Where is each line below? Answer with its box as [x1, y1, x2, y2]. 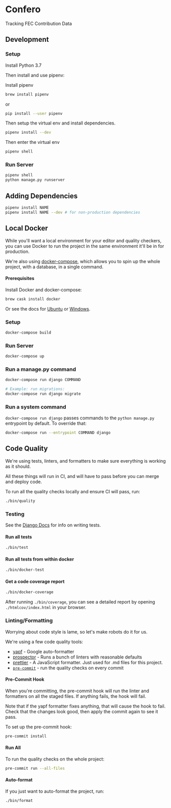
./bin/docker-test [5, 567, 44, 572]
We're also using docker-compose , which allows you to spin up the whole [5, 258, 160, 264]
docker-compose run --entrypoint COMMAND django [5, 430, 111, 436]
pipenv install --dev [5, 130, 52, 135]
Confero [5, 4, 41, 15]
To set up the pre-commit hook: [5, 723, 72, 730]
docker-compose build [5, 330, 52, 335]
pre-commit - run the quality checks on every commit [12, 665, 124, 671]
